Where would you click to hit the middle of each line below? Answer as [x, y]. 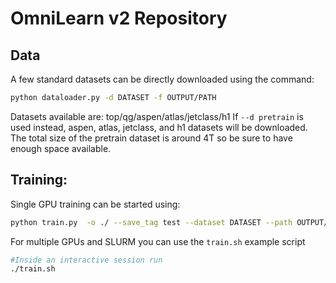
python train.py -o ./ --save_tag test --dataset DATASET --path [151, 222]
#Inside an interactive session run [86, 260]
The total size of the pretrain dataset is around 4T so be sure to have [151, 138]
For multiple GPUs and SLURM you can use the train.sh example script [158, 241]
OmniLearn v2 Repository [119, 18]
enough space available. [61, 148]
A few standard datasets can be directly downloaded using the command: [162, 79]
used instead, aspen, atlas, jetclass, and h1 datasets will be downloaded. [159, 127]
